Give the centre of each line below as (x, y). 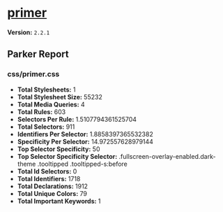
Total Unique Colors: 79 (52, 193)
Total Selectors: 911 (46, 127)
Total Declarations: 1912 (53, 186)
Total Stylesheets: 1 (46, 90)
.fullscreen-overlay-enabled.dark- (167, 156)
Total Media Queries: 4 (51, 104)
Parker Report (38, 54)
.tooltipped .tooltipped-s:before (82, 164)
